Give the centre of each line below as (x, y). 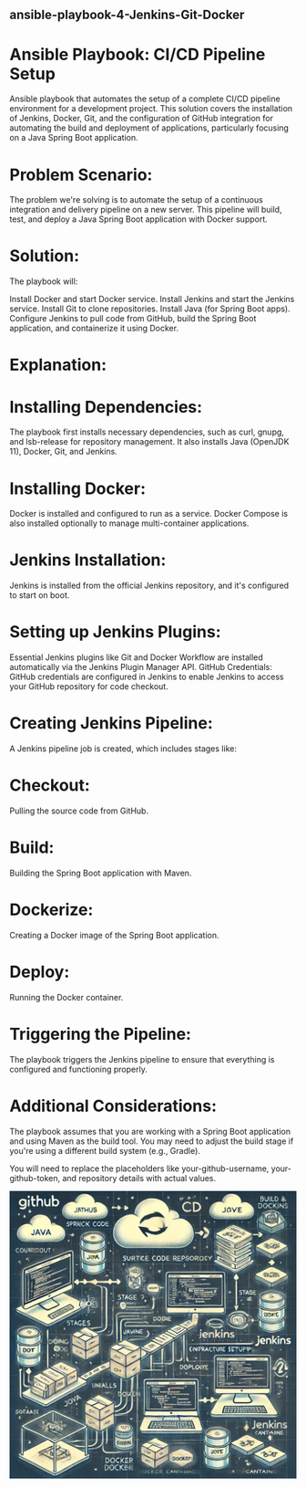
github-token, (35, 1178)
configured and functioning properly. (78, 1069)
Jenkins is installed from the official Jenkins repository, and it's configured (149, 586)
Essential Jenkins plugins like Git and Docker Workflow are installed (137, 657)
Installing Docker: (78, 488)
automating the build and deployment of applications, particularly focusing (149, 128)
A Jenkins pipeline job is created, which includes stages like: (123, 749)
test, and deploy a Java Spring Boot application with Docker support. (139, 219)
